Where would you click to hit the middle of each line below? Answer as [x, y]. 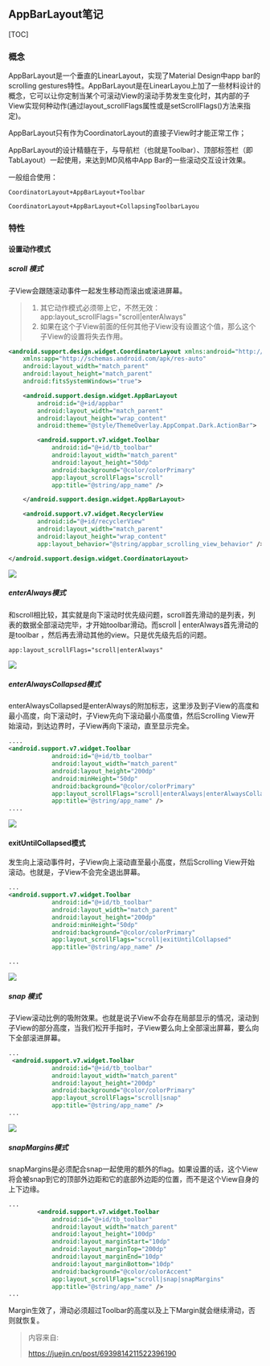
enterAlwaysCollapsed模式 [55, 684]
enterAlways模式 [37, 593]
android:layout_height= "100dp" [104, 1234]
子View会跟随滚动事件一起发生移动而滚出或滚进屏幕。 [98, 290]
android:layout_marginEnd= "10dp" [107, 1257]
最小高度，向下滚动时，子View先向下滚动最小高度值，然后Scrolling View [128, 716]
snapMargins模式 [38, 1147]
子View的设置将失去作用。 [84, 336]
